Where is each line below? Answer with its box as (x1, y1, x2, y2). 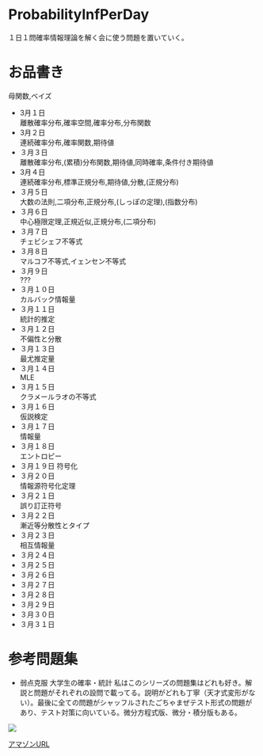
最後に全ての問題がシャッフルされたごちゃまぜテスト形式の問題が (36, 697, 253, 707)
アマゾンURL (8, 739, 50, 749)
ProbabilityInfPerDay (8, 6, 150, 24)
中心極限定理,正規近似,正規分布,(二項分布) (19, 216, 157, 226)
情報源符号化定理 (19, 481, 76, 490)
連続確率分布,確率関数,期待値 (19, 137, 115, 147)
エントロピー (19, 451, 62, 461)
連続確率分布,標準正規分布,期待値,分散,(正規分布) (19, 177, 180, 187)
